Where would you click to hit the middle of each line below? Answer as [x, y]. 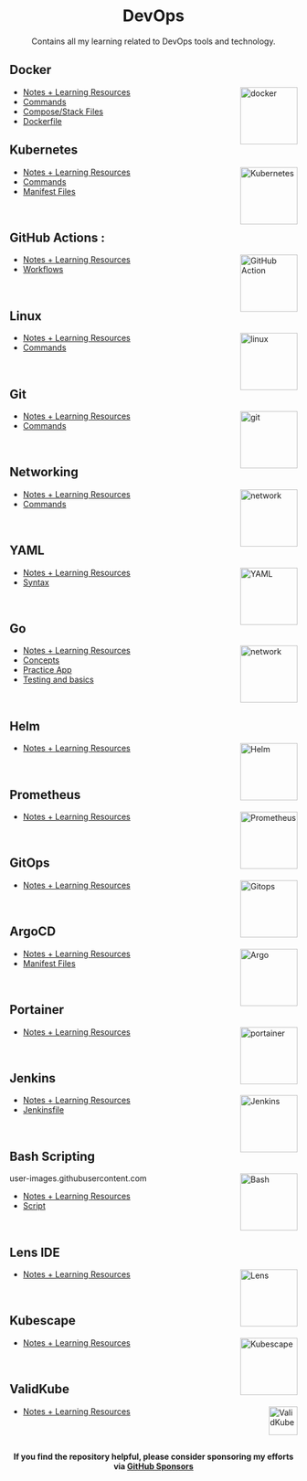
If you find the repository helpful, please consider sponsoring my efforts [153, 1456]
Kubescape [42, 1321]
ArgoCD [33, 932]
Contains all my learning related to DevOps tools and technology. [153, 41]
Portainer [37, 1010]
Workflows [43, 270]
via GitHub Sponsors [153, 1466]
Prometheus [45, 795]
